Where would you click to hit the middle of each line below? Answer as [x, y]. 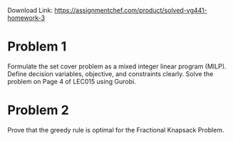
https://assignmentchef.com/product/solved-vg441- [131, 10]
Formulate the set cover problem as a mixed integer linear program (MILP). [117, 66]
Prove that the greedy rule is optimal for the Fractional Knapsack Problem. [116, 130]
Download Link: [30, 10]
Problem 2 [38, 110]
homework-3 [26, 18]
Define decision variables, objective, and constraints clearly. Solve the [110, 73]
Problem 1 [37, 47]
